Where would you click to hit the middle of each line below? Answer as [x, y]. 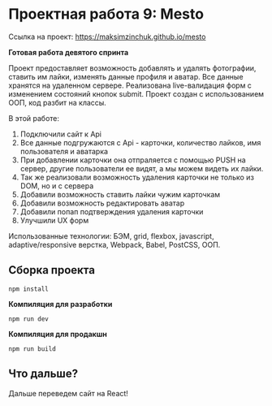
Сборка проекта [52, 270]
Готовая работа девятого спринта [69, 52]
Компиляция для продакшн [58, 334]
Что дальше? [43, 374]
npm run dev [28, 319]
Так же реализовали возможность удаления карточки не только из [137, 177]
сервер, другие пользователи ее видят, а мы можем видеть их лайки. [142, 168]
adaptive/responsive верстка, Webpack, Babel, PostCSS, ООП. [114, 244]
